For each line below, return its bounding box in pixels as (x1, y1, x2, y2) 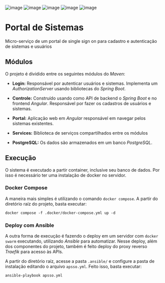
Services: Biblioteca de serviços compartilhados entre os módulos (12, 130, 148, 136)
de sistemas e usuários (5, 43, 52, 49)
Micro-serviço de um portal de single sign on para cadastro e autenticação (5, 38, 157, 44)
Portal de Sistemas (5, 22, 84, 33)
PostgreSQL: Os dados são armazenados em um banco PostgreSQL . (12, 140, 153, 145)
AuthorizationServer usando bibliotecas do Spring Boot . (12, 85, 126, 91)
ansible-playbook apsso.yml (5, 273, 63, 278)
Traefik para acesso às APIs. (5, 249, 63, 255)
